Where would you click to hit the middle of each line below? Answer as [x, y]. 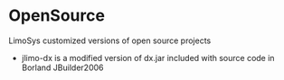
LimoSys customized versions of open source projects [110, 40]
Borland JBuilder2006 [62, 67]
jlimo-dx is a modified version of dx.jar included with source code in [148, 58]
